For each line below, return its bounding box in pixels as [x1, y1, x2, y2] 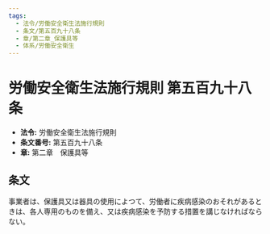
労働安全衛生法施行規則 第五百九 [8, 79, 224, 98]
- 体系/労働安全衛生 [15, 42, 75, 50]
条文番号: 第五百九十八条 [19, 138, 103, 148]
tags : [8, 11, 27, 20]
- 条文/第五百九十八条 [15, 27, 81, 35]
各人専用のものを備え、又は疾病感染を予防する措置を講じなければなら [29, 207, 263, 216]
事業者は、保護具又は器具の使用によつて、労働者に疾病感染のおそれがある [8, 196, 255, 206]
